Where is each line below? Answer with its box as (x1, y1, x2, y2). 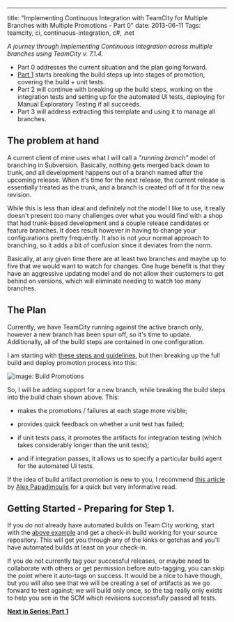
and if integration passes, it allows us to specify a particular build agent (17, 454, 222, 462)
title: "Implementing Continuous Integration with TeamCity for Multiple (7, 14, 208, 22)
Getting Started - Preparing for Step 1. (7, 503, 175, 515)
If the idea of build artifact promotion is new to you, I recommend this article (7, 475, 225, 483)
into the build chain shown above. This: (7, 393, 120, 401)
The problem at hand (7, 135, 100, 147)
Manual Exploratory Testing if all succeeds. (17, 100, 141, 108)
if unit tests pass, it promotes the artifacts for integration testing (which (17, 433, 221, 442)
